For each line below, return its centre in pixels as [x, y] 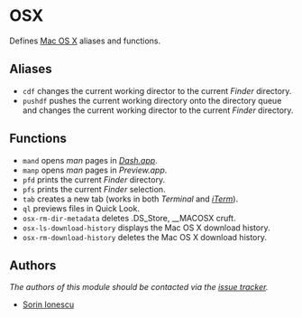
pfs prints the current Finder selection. [94, 189]
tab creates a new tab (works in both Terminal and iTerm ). [130, 199]
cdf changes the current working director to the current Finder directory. [157, 90]
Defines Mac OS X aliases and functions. [85, 41]
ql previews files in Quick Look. [81, 208]
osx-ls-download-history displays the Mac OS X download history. [146, 228]
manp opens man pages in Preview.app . [95, 170]
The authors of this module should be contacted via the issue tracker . [139, 287]
